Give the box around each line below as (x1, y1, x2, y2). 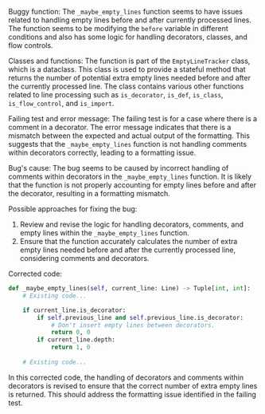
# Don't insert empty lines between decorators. (50, 321, 216, 329)
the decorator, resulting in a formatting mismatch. (8, 189, 171, 198)
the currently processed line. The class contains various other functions (8, 81, 244, 91)
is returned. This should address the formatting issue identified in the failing (8, 389, 257, 399)
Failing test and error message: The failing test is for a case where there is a (8, 114, 257, 123)
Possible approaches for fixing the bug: (8, 204, 138, 214)
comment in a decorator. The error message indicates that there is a (8, 123, 232, 132)
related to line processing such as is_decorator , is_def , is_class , (8, 90, 224, 99)
